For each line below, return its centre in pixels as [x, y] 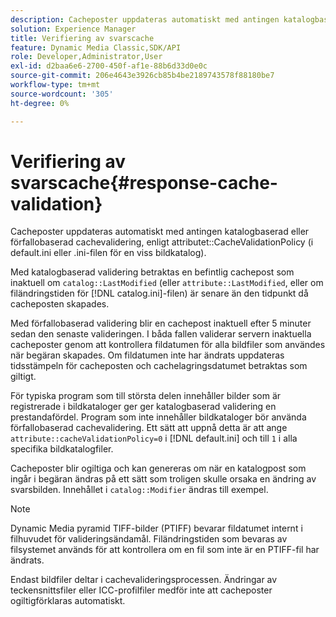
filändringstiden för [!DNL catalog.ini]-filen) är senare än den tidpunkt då [159, 293]
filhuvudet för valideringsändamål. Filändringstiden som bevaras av [149, 539]
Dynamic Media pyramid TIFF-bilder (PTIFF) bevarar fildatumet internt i [156, 528]
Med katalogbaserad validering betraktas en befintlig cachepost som [152, 272]
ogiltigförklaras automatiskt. [68, 601]
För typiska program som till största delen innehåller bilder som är [146, 396]
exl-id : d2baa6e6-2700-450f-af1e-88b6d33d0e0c [109, 66]
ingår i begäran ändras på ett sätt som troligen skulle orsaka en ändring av [163, 479]
